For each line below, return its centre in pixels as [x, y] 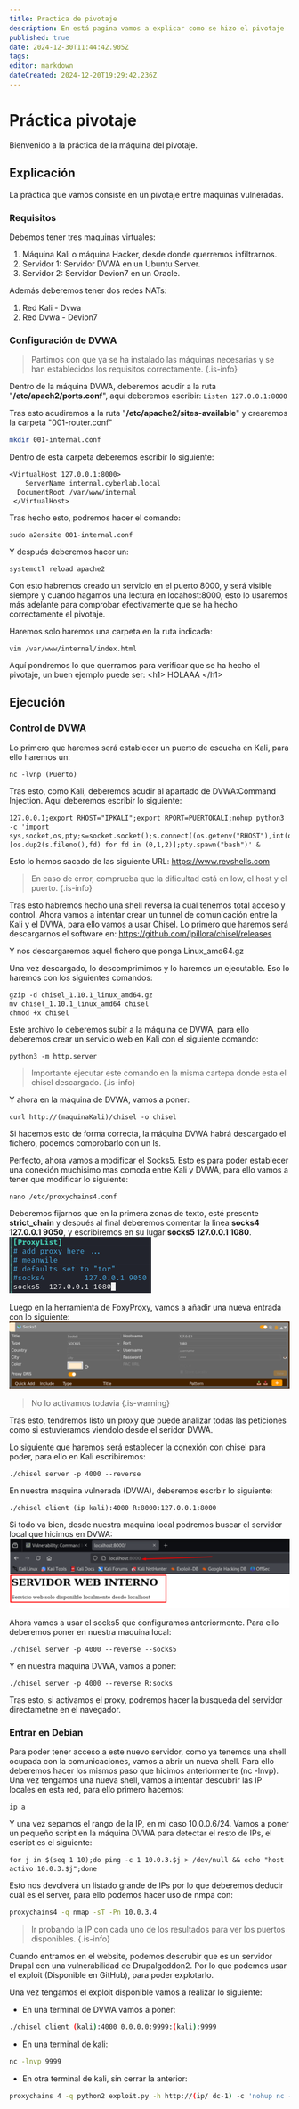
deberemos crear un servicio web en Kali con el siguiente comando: [134, 1039]
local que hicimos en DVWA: [61, 1533]
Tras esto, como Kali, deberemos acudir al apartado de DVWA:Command [143, 791]
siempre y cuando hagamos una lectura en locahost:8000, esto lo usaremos [149, 595]
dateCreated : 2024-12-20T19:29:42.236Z [83, 76]
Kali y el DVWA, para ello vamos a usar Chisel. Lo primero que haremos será [149, 924]
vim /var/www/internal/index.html [73, 649]
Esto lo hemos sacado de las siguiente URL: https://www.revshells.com [139, 861]
